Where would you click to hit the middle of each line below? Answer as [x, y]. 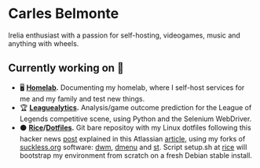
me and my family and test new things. [82, 98]
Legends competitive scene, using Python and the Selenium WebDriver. [135, 119]
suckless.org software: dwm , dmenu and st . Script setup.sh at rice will [133, 147]
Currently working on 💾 [66, 68]
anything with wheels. [44, 43]
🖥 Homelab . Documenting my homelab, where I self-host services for [132, 88]
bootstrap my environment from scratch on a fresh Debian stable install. [136, 155]
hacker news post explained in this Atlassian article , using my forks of [132, 138]
